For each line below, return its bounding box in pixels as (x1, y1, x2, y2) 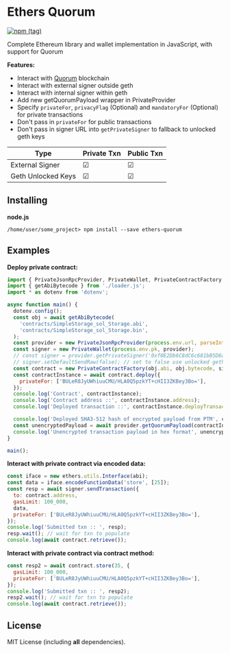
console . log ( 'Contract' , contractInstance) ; (13, 390, 142, 398)
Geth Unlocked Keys (10, 171, 77, 180)
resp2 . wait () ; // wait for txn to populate (7, 594, 133, 601)
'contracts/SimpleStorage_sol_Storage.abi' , (19, 320, 149, 327)
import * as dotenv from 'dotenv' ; (7, 289, 109, 296)
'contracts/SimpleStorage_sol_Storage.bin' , (19, 326, 149, 333)
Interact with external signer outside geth (16, 81, 133, 89)
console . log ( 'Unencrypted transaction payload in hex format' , (13, 428, 197, 436)
